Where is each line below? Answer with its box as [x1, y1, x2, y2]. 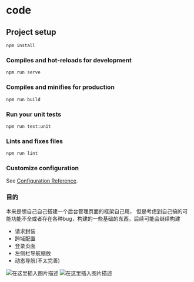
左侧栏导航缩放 [14, 250, 51, 257]
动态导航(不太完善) [14, 257, 61, 264]
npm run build [6, 97, 41, 102]
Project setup [6, 27, 57, 37]
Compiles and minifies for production [6, 83, 115, 91]
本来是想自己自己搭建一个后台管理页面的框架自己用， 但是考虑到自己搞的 [6, 207, 183, 215]
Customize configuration [6, 164, 79, 172]
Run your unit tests [6, 110, 62, 118]
